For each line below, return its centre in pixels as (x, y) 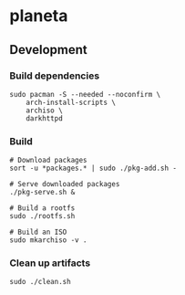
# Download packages (49, 161)
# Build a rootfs (42, 208)
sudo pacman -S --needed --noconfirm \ (85, 94)
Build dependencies (55, 76)
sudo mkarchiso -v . (49, 240)
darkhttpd (45, 118)
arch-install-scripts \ (71, 102)
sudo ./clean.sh (40, 282)
